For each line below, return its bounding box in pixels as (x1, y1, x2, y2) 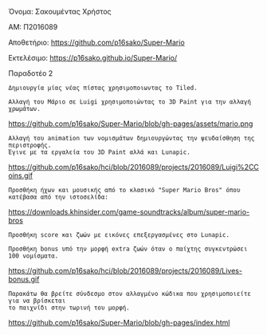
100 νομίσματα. (8, 252, 59, 260)
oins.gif (8, 171, 33, 180)
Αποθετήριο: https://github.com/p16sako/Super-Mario (8, 37, 185, 47)
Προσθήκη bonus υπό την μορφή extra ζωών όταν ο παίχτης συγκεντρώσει (8, 245, 248, 253)
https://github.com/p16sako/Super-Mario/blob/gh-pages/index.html (8, 318, 230, 327)
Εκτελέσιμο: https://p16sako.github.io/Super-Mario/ (8, 53, 178, 62)
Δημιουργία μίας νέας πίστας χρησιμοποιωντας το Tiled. (8, 84, 198, 92)
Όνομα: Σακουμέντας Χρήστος (8, 7, 112, 16)
